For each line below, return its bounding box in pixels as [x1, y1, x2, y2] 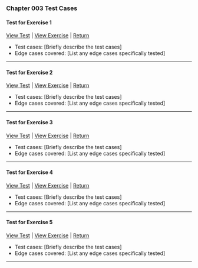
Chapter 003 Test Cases [6, 4, 78, 12]
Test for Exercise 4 [6, 169, 53, 176]
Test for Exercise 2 [6, 69, 53, 76]
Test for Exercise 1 [6, 19, 52, 26]
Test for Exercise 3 [6, 118, 53, 125]
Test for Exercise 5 [6, 219, 53, 226]
